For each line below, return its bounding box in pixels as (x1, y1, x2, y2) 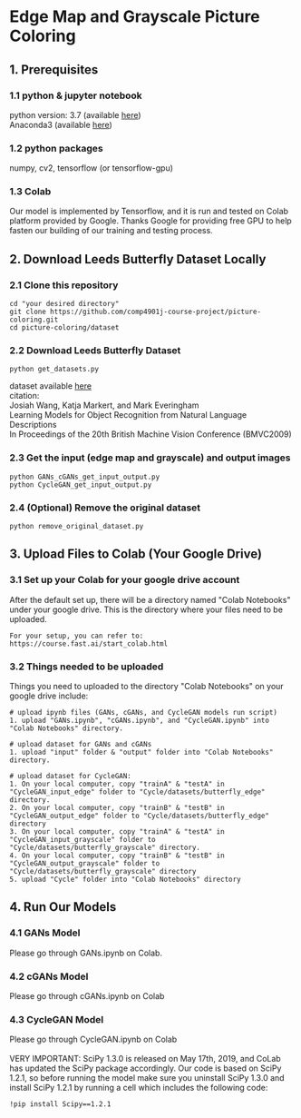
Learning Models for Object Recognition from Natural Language (9, 410, 248, 420)
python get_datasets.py (9, 365, 100, 374)
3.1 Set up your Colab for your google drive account (9, 574, 240, 587)
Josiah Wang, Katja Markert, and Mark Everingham (9, 400, 199, 411)
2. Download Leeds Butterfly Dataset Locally (9, 252, 267, 267)
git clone (9, 307, 47, 317)
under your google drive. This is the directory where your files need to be (9, 604, 284, 615)
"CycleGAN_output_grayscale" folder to (9, 859, 160, 868)
